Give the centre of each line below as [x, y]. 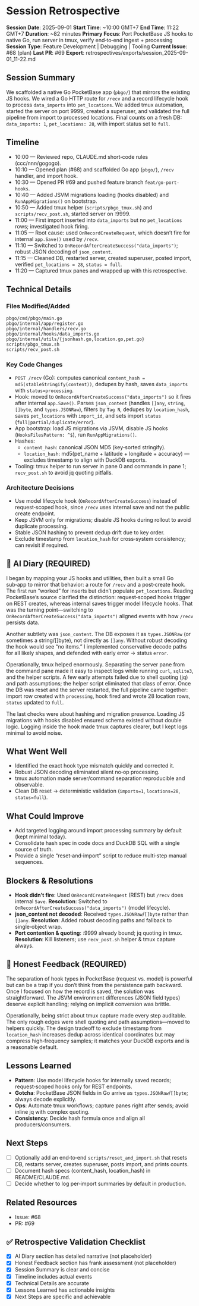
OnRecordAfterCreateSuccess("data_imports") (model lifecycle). [92, 908]
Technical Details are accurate [52, 1283]
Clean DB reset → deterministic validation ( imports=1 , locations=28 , [97, 791]
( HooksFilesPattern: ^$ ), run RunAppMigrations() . [75, 434]
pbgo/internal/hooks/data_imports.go [53, 334]
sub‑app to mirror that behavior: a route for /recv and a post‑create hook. [96, 584]
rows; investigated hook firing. [52, 226]
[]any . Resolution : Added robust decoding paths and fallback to [93, 920]
